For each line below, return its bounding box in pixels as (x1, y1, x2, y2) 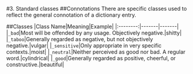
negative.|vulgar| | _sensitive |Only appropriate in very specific (6, 42, 162, 49)
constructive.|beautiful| (6, 61, 65, 68)
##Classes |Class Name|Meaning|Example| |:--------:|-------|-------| (6, 23, 179, 30)
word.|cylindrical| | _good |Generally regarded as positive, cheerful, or (6, 55, 176, 61)
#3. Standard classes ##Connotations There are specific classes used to (6, 5, 187, 12)
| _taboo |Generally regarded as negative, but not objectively (6, 36, 153, 42)
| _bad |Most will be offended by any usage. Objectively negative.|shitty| (6, 29, 182, 36)
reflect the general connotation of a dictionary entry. (6, 11, 137, 18)
